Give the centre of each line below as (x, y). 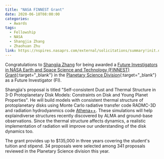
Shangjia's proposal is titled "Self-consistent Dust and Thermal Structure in (81, 90)
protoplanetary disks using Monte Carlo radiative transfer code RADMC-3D (81, 105)
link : (10, 50)
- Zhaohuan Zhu (25, 46)
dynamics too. (19, 131)
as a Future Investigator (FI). (33, 80)
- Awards (18, 23)
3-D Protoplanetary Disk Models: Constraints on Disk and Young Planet (76, 95)
